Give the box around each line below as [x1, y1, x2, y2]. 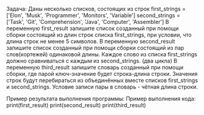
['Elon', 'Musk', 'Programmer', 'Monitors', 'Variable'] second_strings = [6, 12, 180, 19]
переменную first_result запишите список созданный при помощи [6, 24, 179, 32]
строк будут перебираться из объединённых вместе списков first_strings [6, 76, 199, 84]
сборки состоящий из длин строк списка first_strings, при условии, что [6, 31, 192, 39]
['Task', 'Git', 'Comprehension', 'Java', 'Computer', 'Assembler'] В [6, 18, 169, 25]
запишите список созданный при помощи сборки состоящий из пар [6, 44, 184, 51]
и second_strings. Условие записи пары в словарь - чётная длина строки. [6, 83, 199, 91]
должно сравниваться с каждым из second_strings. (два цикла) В [6, 57, 178, 64]
